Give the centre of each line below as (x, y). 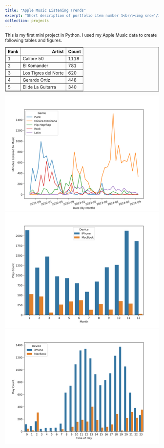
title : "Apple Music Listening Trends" (46, 10)
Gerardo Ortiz (36, 80)
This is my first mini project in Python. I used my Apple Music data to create (81, 35)
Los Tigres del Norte (43, 73)
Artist (58, 51)
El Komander (36, 66)
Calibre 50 (33, 59)
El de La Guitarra (39, 87)
